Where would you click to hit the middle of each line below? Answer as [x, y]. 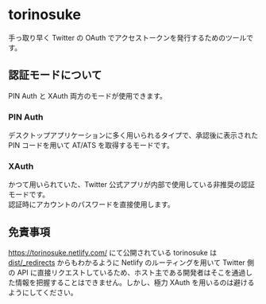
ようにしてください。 [43, 293]
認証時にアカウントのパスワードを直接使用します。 [91, 205]
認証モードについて [55, 75]
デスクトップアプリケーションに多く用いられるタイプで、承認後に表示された [133, 135]
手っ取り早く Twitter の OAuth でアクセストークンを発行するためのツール [127, 37]
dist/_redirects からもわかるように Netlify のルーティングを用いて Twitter [127, 263]
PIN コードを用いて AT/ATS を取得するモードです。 [91, 146]
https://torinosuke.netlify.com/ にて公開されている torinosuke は [112, 253]
